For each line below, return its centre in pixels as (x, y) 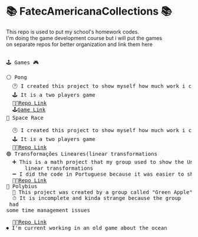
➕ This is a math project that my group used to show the (98, 162)
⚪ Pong (17, 77)
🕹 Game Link (29, 109)
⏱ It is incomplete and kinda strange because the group (97, 198)
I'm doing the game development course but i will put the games (84, 38)
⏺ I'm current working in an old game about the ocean (87, 228)
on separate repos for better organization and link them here (80, 44)
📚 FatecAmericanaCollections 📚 (89, 11)
